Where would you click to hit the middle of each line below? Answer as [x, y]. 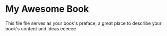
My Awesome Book [47, 9]
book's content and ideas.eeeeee [41, 28]
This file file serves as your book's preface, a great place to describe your [83, 23]
